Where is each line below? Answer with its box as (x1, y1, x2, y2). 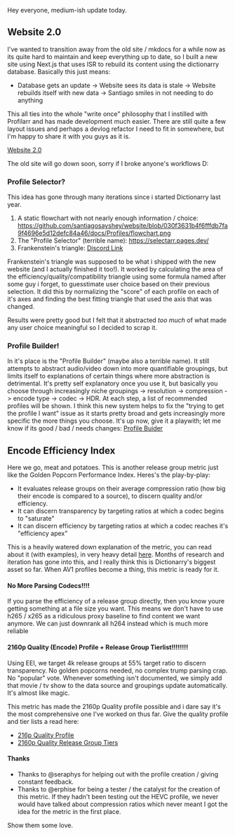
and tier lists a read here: (7, 717, 79, 725)
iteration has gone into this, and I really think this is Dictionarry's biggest (7, 558, 216, 566)
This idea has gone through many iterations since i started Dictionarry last (7, 193, 221, 201)
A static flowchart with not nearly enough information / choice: (17, 214, 199, 222)
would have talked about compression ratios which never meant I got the (17, 800, 228, 808)
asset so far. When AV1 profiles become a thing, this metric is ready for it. (7, 566, 220, 574)
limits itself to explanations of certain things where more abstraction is (7, 372, 210, 381)
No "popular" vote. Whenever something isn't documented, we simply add (7, 673, 222, 682)
